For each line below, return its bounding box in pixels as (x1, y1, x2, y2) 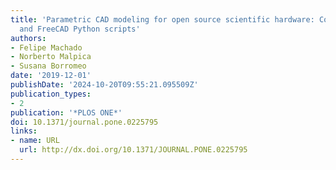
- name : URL (10, 136, 60, 146)
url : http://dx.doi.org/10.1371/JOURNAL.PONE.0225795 (19, 145, 248, 155)
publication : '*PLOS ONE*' (10, 107, 123, 118)
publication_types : (10, 89, 92, 99)
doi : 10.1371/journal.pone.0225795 (10, 117, 159, 127)
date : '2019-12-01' (10, 71, 92, 81)
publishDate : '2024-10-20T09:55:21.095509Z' (10, 80, 199, 90)
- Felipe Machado (10, 42, 83, 53)
